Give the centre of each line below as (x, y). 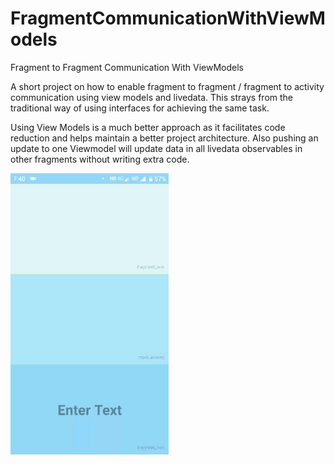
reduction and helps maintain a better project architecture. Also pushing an (164, 138)
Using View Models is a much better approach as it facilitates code (148, 127)
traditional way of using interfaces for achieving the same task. (140, 108)
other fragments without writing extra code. (100, 159)
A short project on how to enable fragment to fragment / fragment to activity (167, 86)
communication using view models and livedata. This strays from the (152, 97)
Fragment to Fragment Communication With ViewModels (127, 67)
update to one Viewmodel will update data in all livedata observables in (156, 148)
